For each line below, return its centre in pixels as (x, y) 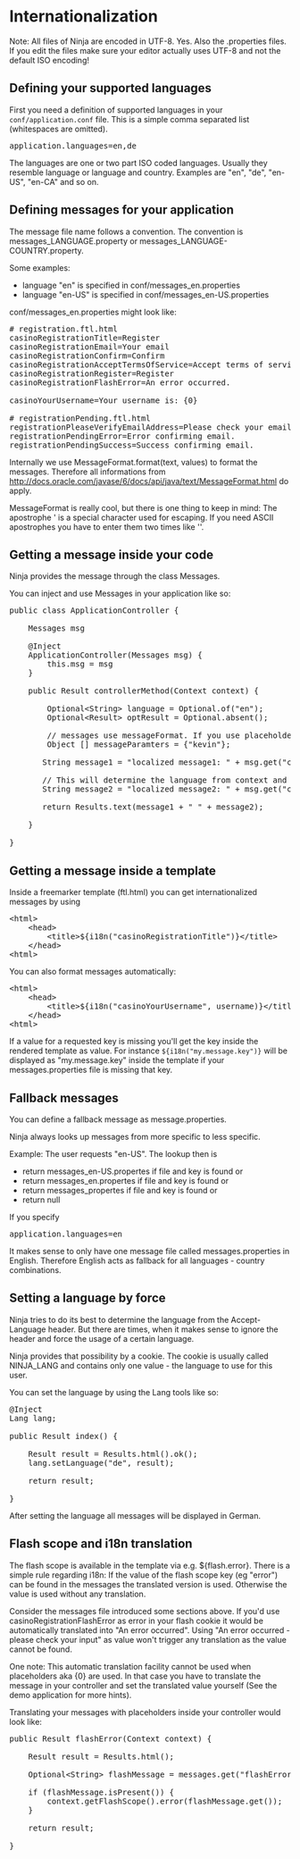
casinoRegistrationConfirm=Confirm (87, 356)
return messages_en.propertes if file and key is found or (125, 1181)
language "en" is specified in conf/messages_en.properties (131, 285)
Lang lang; (33, 1418)
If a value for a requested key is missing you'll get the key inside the (134, 1042)
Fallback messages (64, 1097)
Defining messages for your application (122, 210)
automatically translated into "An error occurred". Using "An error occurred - (150, 1630)
